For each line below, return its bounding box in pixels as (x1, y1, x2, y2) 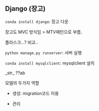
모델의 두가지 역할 (5, 80, 39, 86)
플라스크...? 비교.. (5, 39, 38, 45)
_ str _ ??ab (5, 70, 25, 76)
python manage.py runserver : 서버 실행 (5, 49, 82, 55)
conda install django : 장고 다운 (5, 19, 69, 24)
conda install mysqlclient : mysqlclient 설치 (5, 60, 95, 66)
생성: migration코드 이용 (12, 90, 59, 96)
